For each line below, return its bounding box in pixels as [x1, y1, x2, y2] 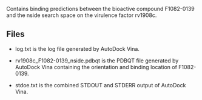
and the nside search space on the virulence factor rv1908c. [6, 12, 157, 19]
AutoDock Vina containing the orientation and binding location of [15, 63, 178, 70]
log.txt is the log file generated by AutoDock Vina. [15, 45, 140, 52]
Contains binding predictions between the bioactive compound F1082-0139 [6, 5, 195, 12]
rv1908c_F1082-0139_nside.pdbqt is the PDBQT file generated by [15, 57, 179, 64]
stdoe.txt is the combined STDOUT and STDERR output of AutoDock [15, 81, 186, 88]
